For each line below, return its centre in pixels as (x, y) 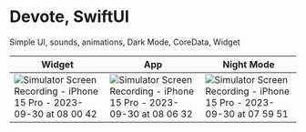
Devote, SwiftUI (69, 17)
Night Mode (249, 64)
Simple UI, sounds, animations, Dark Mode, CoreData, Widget (125, 42)
